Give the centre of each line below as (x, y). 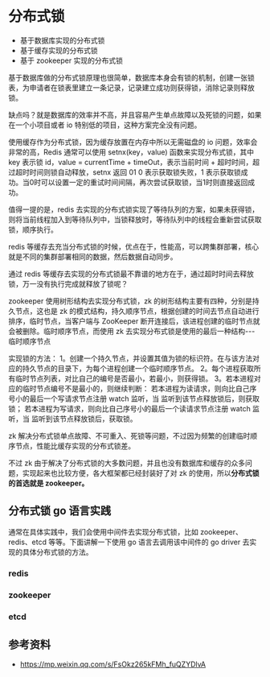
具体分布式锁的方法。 (57, 551)
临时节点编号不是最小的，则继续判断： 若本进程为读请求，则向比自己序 (139, 388)
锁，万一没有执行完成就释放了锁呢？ (68, 283)
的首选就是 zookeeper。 (49, 483)
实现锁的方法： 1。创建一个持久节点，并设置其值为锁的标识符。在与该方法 (131, 358)
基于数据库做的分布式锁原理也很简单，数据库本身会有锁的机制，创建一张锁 (131, 77)
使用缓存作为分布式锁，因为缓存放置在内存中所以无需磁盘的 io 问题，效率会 (133, 142)
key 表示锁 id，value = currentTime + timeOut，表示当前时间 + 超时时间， (131, 162)
